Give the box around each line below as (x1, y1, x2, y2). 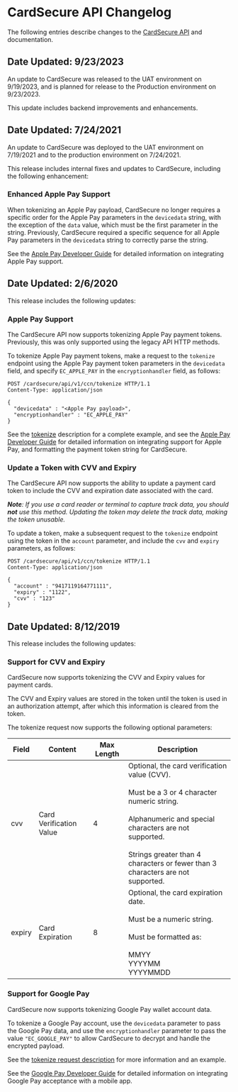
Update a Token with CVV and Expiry (7, 463, 137, 473)
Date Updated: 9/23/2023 (7, 56, 124, 68)
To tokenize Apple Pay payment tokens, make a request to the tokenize (7, 351, 215, 360)
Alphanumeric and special (127, 814, 215, 824)
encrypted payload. (7, 1041, 65, 1050)
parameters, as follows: (7, 544, 76, 553)
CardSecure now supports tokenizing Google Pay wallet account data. (7, 1005, 212, 1013)
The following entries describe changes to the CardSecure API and (7, 28, 203, 36)
